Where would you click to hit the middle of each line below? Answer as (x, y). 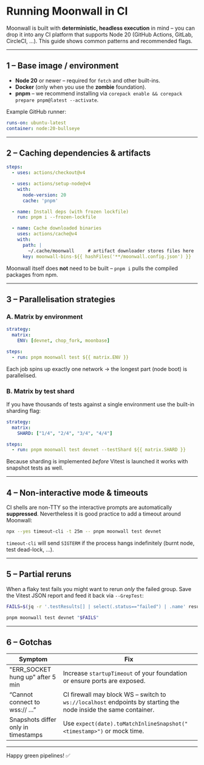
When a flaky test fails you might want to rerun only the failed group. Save (99, 589)
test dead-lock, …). (30, 549)
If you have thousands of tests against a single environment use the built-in (100, 404)
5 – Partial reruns (39, 574)
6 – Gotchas (29, 642)
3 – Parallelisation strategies (61, 299)
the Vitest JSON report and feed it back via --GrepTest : (75, 595)
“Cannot (21, 694)
